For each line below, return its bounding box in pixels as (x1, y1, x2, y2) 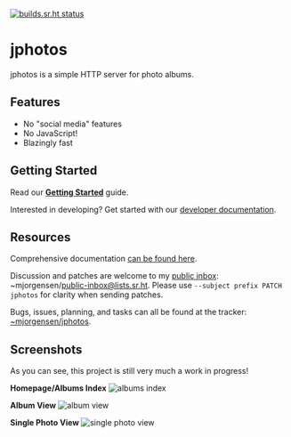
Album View (10, 401, 57, 411)
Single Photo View (10, 417, 79, 428)
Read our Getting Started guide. (10, 187, 129, 198)
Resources (10, 230, 71, 245)
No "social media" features (22, 118, 123, 129)
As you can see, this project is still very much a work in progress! (10, 366, 249, 376)
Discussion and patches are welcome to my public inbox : (10, 271, 219, 281)
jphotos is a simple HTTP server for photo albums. (10, 69, 194, 79)
